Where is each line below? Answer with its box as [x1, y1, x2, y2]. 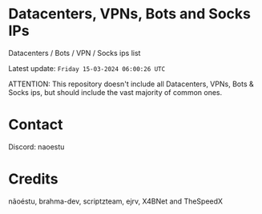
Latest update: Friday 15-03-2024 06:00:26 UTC [8, 63, 166, 73]
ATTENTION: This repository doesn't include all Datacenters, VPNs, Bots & [8, 79, 254, 89]
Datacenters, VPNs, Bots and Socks [8, 5, 251, 23]
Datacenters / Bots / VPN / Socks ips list [8, 48, 141, 57]
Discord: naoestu [8, 141, 65, 152]
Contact [8, 116, 63, 134]
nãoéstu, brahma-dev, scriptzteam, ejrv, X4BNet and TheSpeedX [8, 196, 223, 206]
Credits [8, 170, 58, 188]
